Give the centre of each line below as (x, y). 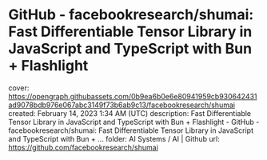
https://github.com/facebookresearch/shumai (83, 147)
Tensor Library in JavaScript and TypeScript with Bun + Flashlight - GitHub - (134, 122)
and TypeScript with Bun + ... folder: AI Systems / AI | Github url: (114, 138)
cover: (19, 88)
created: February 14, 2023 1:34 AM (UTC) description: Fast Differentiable (130, 113)
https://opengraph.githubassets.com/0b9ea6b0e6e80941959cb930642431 (133, 96)
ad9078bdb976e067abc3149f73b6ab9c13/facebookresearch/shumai (122, 105)
